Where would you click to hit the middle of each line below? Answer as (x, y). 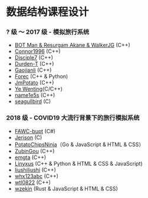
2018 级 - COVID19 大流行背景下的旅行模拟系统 (73, 118)
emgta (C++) (30, 157)
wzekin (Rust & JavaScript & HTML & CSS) (66, 189)
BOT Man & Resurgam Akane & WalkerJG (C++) (73, 45)
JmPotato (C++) (34, 82)
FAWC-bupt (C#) (35, 131)
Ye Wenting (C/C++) (39, 89)
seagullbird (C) (33, 101)
